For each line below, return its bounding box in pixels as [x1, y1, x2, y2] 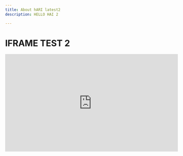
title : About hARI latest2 [5, 7, 61, 12]
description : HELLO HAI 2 [5, 12, 58, 17]
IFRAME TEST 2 [5, 38, 71, 49]
